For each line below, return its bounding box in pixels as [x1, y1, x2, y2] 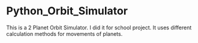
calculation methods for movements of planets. [6, 30, 123, 37]
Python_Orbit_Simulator [6, 4, 128, 18]
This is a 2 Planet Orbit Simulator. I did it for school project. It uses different [6, 24, 192, 31]
